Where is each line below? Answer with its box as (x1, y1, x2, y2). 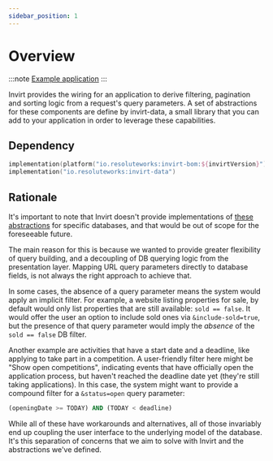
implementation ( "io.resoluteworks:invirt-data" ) (8, 168, 176, 176)
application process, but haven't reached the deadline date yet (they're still (8, 371, 260, 381)
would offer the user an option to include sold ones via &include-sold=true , (8, 312, 261, 321)
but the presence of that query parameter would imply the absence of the (8, 321, 255, 330)
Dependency (8, 139, 75, 153)
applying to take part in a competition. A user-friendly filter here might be (8, 354, 253, 364)
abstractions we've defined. (8, 444, 102, 455)
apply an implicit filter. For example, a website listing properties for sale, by (8, 295, 259, 304)
